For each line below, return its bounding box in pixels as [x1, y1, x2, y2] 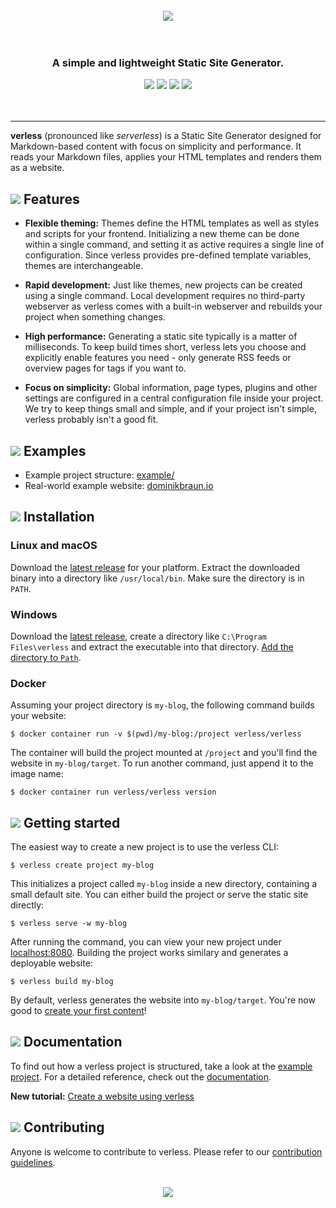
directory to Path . [10, 651, 82, 663]
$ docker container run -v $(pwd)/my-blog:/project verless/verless [10, 729, 302, 739]
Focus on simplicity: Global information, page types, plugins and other [24, 382, 318, 394]
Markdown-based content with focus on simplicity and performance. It [10, 140, 302, 153]
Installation [23, 509, 95, 526]
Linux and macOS [10, 539, 98, 553]
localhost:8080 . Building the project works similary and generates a [10, 947, 289, 959]
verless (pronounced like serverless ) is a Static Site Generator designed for [10, 130, 322, 142]
